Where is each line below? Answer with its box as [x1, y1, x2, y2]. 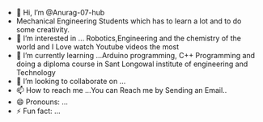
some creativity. [15, 25, 70, 34]
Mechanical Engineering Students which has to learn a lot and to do [15, 16, 242, 26]
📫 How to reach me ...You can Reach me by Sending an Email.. [15, 86, 227, 95]
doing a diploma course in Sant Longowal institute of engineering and [15, 59, 248, 69]
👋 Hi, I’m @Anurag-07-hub [15, 8, 105, 17]
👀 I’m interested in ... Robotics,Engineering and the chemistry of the [15, 33, 241, 43]
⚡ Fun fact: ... [15, 106, 61, 116]
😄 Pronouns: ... [15, 97, 69, 107]
